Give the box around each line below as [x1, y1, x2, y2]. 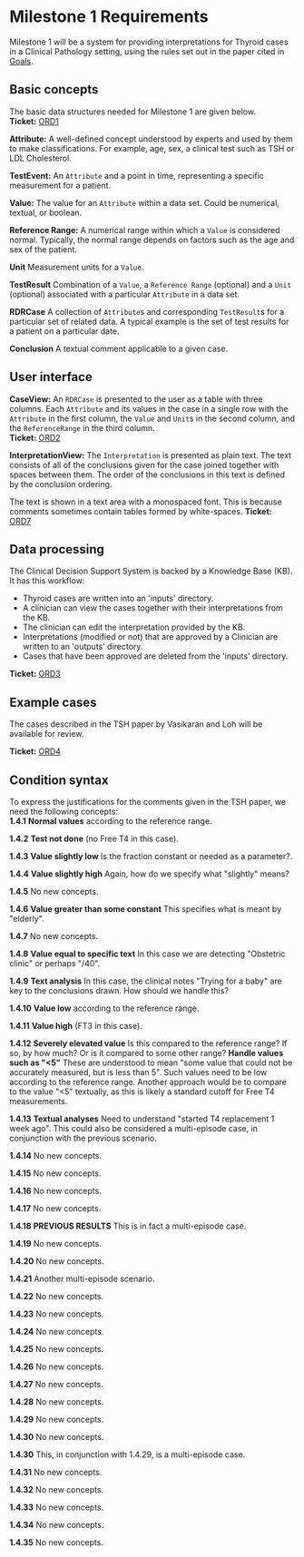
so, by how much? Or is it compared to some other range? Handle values [9, 1048, 284, 1058]
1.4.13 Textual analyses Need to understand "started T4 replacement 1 [9, 1113, 275, 1124]
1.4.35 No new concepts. [9, 1537, 104, 1548]
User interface [9, 369, 93, 385]
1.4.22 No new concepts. [9, 1291, 104, 1301]
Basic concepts [9, 82, 99, 97]
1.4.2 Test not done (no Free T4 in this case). [9, 833, 179, 844]
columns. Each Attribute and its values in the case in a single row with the [9, 403, 289, 414]
